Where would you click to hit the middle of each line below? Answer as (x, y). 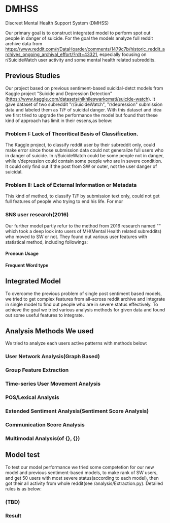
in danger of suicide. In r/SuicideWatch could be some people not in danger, (84, 156)
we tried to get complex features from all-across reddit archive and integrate (85, 299)
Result (13, 515)
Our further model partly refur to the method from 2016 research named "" (83, 226)
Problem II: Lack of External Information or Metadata (71, 185)
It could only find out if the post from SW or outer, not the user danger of (81, 166)
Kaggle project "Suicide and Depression (47, 93)
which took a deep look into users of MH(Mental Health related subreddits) (83, 231)
